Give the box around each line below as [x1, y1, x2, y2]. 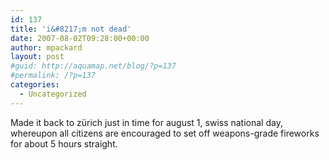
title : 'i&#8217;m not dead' [10, 24, 132, 34]
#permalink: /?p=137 [10, 71, 97, 81]
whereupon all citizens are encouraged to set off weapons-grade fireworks [10, 127, 320, 139]
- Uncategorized [19, 89, 87, 99]
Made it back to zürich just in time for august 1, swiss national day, [10, 116, 283, 128]
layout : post [10, 52, 65, 62]
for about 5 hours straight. [10, 137, 118, 150]
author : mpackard [10, 42, 83, 53]
